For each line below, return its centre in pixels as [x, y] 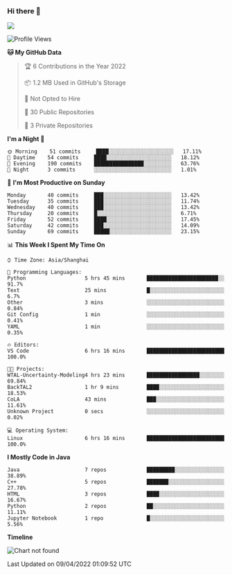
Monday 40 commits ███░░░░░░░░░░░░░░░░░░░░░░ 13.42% [103, 195]
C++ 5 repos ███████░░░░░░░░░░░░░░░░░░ [116, 482]
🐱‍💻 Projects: [26, 369]
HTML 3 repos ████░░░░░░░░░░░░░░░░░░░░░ [116, 494]
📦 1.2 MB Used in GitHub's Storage [75, 83]
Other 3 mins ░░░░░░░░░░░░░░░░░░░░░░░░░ [116, 303]
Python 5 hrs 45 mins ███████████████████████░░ [116, 279]
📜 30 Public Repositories [59, 112]
